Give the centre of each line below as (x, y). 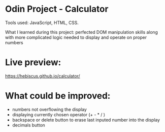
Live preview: (33, 63)
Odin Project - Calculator (57, 9)
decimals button (29, 125)
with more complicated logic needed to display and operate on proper (76, 37)
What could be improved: (58, 96)
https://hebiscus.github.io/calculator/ (43, 76)
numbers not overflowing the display (49, 109)
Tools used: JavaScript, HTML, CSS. (42, 23)
